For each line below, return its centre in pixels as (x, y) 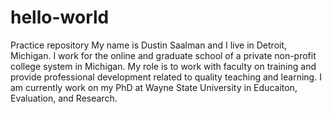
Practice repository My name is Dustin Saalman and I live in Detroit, (149, 45)
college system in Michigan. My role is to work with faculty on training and (163, 66)
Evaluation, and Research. (64, 98)
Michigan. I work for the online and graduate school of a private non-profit (163, 55)
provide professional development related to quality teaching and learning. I (166, 77)
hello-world (60, 17)
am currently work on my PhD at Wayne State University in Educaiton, (154, 87)
